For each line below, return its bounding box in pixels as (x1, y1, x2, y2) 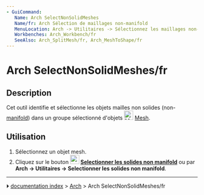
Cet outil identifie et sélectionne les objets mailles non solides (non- (6, 104, 176, 111)
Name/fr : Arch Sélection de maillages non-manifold (14, 20, 148, 26)
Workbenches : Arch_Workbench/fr (14, 32, 97, 38)
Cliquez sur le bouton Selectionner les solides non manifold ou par (15, 158, 195, 165)
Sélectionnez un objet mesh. (15, 147, 87, 155)
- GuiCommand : (6, 9, 42, 15)
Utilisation (6, 132, 46, 142)
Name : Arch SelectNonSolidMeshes (14, 15, 99, 21)
